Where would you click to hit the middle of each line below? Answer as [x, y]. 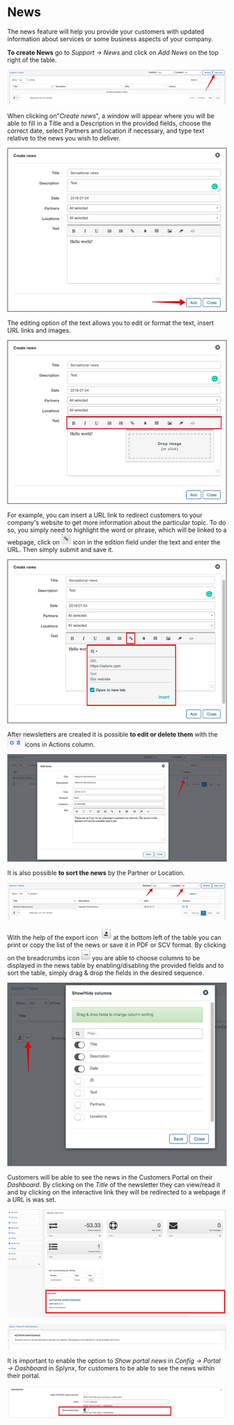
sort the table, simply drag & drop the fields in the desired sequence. [106, 973]
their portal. [24, 1375]
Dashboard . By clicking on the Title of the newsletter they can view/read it [114, 1185]
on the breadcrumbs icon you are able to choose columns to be [104, 958]
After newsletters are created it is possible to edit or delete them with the [112, 734]
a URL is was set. [32, 1199]
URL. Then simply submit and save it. [60, 549]
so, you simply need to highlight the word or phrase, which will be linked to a [117, 530]
